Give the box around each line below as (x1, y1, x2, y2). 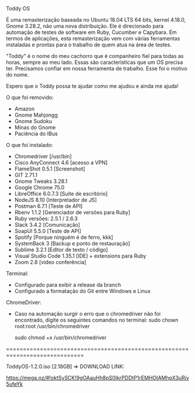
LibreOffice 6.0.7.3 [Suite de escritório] (14, 190, 108, 197)
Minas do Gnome (14, 124, 56, 131)
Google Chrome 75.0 (14, 184, 65, 191)
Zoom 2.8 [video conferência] (14, 259, 86, 265)
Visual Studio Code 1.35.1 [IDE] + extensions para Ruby (14, 252, 147, 259)
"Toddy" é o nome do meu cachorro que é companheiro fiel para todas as (6, 53, 184, 59)
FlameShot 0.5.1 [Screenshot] (14, 165, 86, 172)
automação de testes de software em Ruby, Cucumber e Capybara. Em (6, 29, 177, 36)
